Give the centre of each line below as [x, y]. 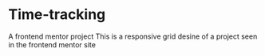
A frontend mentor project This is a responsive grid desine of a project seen [133, 36]
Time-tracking [57, 15]
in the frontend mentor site [52, 44]
